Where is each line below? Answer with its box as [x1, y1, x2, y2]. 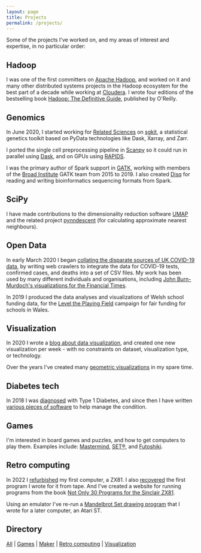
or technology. [6, 352, 42, 359]
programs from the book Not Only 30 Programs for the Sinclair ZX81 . [6, 489, 175, 496]
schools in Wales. [6, 306, 50, 313]
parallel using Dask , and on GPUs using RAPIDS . [6, 153, 126, 159]
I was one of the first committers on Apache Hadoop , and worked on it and [6, 76, 190, 83]
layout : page [6, 8, 39, 15]
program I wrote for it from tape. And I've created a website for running [6, 482, 181, 489]
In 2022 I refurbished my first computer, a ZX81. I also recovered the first [6, 476, 186, 483]
